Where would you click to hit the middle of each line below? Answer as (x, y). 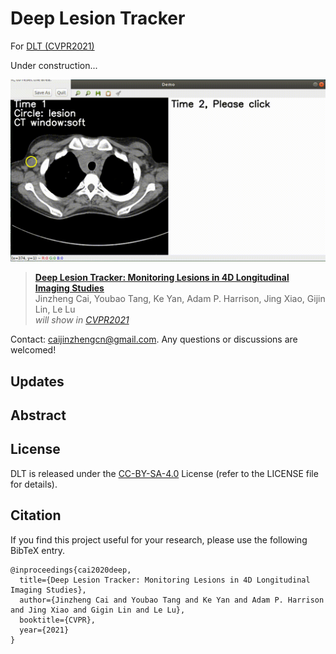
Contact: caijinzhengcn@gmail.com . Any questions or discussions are (154, 339)
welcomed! (33, 350)
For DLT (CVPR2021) (52, 46)
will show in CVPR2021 (82, 320)
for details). (34, 484)
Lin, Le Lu (55, 309)
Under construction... (54, 65)
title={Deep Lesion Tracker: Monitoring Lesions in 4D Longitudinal (165, 580)
